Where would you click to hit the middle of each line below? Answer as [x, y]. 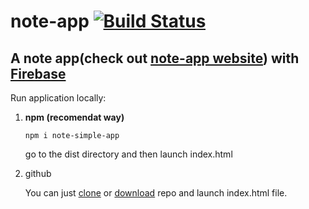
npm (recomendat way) [74, 117]
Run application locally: [58, 98]
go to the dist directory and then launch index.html [128, 154]
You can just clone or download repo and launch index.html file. [156, 193]
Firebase [38, 73]
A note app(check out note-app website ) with [155, 58]
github [38, 173]
